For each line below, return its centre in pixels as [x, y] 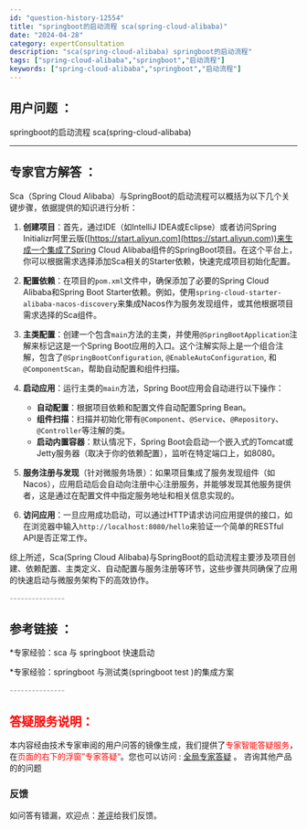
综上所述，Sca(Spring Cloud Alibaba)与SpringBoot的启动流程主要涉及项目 [148, 557]
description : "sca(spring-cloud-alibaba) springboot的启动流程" [131, 52]
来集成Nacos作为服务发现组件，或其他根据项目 [206, 303]
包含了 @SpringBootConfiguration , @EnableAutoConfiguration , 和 [158, 356]
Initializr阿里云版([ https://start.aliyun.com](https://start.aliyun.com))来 [154, 238]
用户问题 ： [41, 108]
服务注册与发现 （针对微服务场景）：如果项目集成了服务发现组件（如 [149, 473]
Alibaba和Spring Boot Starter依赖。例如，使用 [109, 292]
